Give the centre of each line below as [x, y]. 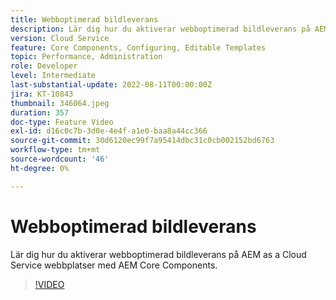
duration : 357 [40, 112]
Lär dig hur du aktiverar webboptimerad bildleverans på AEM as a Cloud [158, 254]
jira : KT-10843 [42, 94]
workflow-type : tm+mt [55, 150]
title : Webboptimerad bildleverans [84, 19]
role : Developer [44, 66]
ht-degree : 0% [40, 168]
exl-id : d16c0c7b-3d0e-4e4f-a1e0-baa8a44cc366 [109, 131]
